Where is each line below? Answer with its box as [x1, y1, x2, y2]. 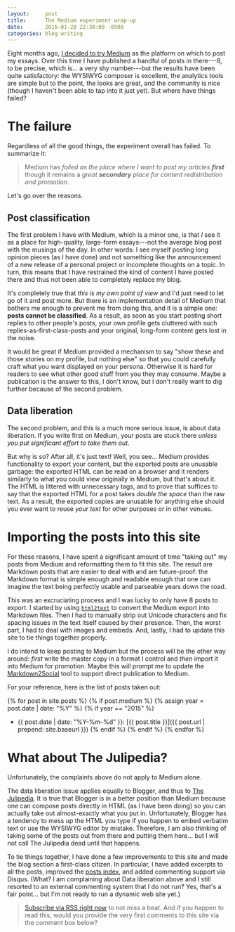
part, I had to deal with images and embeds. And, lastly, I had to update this [7, 626, 225, 634]
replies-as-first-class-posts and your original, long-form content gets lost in [7, 326, 227, 335]
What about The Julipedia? [7, 749, 168, 765]
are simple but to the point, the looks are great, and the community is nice [7, 79, 221, 88]
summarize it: [7, 149, 47, 158]
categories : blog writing [7, 30, 83, 37]
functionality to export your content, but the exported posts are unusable [7, 460, 218, 468]
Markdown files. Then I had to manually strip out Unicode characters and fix [7, 611, 227, 619]
